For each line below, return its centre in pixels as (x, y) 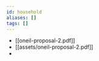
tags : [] (17, 23)
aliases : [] (21, 18)
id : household (24, 12)
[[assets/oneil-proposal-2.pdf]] (54, 47)
